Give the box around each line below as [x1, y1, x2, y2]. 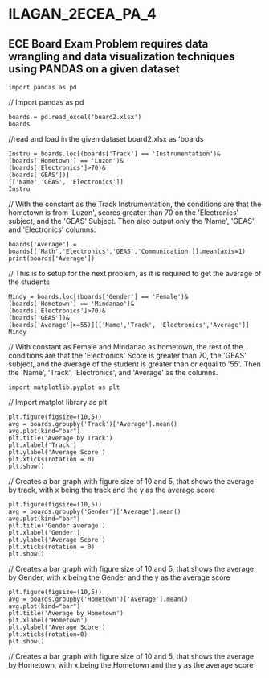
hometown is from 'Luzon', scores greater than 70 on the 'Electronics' [8, 208, 239, 217]
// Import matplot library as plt [8, 398, 108, 407]
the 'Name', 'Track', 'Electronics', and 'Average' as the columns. [8, 368, 218, 377]
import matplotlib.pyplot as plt [8, 383, 120, 391]
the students [8, 277, 51, 287]
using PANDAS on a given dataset [8, 62, 180, 76]
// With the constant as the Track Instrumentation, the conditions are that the [8, 199, 262, 209]
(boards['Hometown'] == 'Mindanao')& [8, 300, 135, 308]
